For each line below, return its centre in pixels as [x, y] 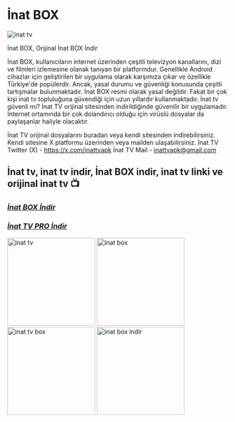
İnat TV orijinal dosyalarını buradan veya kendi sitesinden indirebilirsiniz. [111, 135]
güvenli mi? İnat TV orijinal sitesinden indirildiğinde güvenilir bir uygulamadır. [117, 106]
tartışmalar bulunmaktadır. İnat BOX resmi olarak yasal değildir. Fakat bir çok [117, 91]
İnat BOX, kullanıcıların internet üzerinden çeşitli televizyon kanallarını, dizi [114, 61]
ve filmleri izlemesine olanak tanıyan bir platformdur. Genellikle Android [110, 69]
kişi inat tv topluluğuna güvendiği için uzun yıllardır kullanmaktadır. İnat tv [113, 99]
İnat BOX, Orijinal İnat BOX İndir [53, 48]
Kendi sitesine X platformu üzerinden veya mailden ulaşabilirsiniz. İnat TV [113, 142]
